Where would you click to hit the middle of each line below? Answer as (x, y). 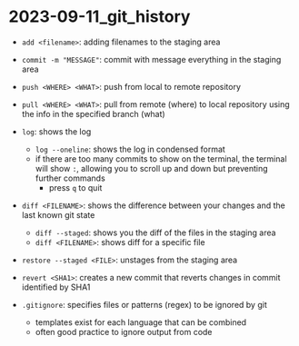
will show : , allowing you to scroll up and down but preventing (151, 168)
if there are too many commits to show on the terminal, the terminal (161, 158)
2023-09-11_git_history (100, 17)
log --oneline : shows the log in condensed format (130, 149)
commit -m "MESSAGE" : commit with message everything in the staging (151, 59)
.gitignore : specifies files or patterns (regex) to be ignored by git (144, 304)
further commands (70, 178)
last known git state (58, 214)
